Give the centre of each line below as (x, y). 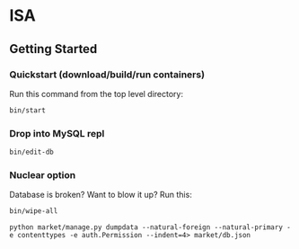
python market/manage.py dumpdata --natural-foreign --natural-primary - (150, 227)
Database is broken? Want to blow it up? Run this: (101, 195)
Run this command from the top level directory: (97, 93)
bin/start (28, 110)
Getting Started (53, 49)
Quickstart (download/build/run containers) (107, 75)
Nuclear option (43, 174)
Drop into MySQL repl (57, 133)
